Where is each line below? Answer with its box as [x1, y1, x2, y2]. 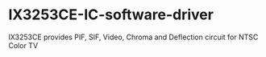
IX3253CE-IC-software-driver [8, 6, 214, 24]
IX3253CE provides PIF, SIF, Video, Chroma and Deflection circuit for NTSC [8, 32, 259, 42]
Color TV [8, 40, 39, 50]
